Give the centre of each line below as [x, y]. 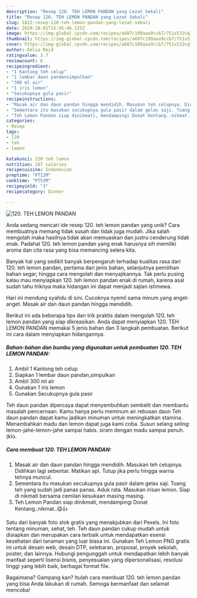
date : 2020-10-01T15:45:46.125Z [45, 28]
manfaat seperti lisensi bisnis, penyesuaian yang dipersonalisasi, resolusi [94, 560]
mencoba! [18, 590]
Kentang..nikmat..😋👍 [41, 509]
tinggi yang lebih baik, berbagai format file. [58, 566]
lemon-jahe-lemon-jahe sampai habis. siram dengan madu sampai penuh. [95, 430]
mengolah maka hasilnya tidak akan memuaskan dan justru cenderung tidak [98, 237]
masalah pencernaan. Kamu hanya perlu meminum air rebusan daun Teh [94, 411]
